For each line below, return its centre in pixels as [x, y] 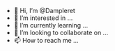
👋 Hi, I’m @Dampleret [44, 11]
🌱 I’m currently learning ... [51, 25]
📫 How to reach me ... [46, 40]
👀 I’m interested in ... [43, 18]
